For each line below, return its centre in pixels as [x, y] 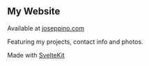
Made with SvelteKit [36, 55]
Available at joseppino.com [46, 28]
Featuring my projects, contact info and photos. [76, 42]
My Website [34, 11]
